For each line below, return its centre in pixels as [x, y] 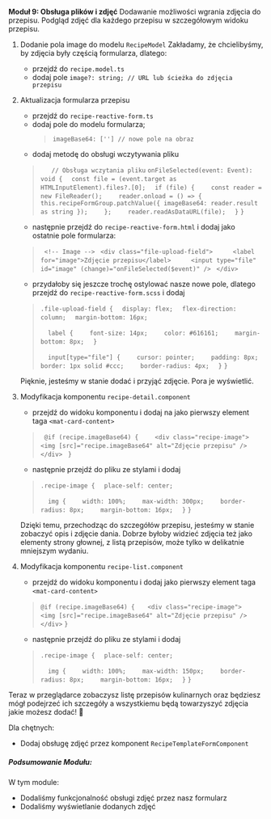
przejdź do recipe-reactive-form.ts [93, 116]
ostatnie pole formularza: [74, 235]
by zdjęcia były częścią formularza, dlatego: [93, 53]
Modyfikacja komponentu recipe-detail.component [106, 397]
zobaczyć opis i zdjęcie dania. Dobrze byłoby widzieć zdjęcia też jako [136, 534]
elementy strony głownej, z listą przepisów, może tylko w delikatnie [132, 542]
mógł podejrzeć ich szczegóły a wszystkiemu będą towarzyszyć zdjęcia [129, 703]
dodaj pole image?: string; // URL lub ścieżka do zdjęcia [132, 77]
